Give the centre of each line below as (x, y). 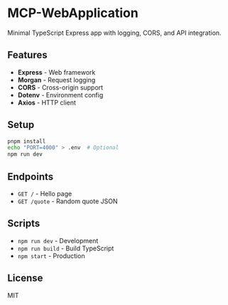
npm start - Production (51, 256)
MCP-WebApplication (73, 13)
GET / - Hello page (45, 194)
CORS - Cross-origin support (60, 87)
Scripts (24, 224)
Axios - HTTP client (47, 102)
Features (27, 55)
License (25, 278)
